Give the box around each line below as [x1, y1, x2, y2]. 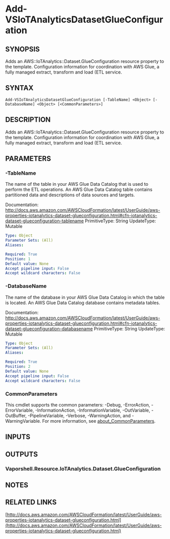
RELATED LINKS [5, 498, 57, 507]
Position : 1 [5, 256, 30, 261]
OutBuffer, [5, 412, 27, 419]
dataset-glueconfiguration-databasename [5, 325, 93, 331]
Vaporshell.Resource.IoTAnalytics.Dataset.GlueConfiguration [5, 465, 161, 472]
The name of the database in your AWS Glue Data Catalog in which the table [5, 294, 165, 300]
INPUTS [5, 432, 30, 442]
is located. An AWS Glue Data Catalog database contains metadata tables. [5, 299, 160, 306]
